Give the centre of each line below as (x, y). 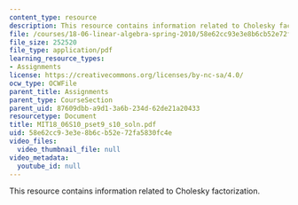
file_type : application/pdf (61, 51)
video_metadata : (39, 158)
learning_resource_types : (57, 59)
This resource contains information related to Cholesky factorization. (135, 191)
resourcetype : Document (53, 116)
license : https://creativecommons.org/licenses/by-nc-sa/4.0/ (126, 75)
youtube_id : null (49, 166)
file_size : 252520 (43, 42)
